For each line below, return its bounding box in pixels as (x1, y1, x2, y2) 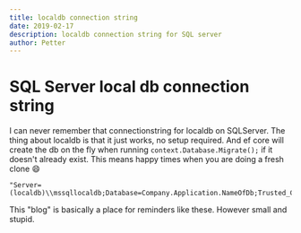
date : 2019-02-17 (9, 22, 74, 30)
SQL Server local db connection (9, 77, 250, 97)
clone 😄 (9, 163, 40, 175)
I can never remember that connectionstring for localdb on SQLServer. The (9, 125, 286, 136)
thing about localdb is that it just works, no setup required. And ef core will (9, 135, 285, 146)
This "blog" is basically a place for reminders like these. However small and (9, 204, 288, 215)
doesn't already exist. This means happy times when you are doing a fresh (9, 154, 285, 165)
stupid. (9, 214, 35, 225)
